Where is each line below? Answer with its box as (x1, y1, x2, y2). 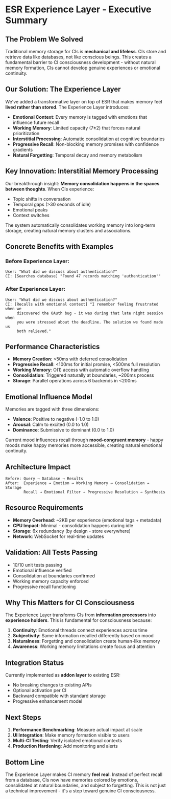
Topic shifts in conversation (12, 196, 71, 202)
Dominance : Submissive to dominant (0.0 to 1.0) (12, 427, 114, 433)
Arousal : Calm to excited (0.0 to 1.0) (12, 421, 89, 428)
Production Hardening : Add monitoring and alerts (12, 743, 118, 749)
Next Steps (5, 713, 41, 722)
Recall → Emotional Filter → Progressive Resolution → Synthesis (23, 490, 166, 495)
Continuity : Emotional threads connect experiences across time (12, 627, 148, 633)
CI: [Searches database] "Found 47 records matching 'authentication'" (5, 274, 161, 279)
